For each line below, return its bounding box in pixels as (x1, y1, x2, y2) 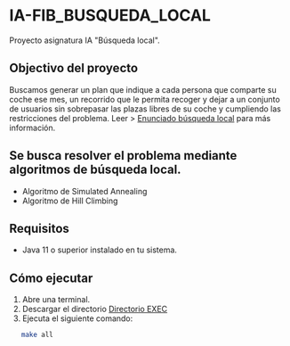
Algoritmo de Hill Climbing (21, 195, 118, 206)
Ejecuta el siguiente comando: (21, 313, 133, 324)
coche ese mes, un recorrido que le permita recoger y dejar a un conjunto (9, 94, 280, 104)
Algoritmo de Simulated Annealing (21, 185, 148, 196)
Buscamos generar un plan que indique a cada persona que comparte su (9, 84, 278, 95)
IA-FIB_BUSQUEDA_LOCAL (9, 5, 212, 26)
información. (9, 122, 56, 133)
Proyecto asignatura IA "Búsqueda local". (9, 35, 160, 45)
